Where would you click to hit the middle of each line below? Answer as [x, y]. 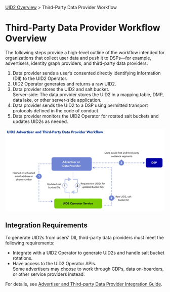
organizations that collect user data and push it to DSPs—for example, [78, 58]
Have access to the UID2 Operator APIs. [54, 263]
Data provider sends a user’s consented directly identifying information [87, 73]
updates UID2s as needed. [40, 121]
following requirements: [30, 243]
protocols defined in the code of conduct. [56, 110]
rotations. [23, 258]
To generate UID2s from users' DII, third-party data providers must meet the [85, 237]
